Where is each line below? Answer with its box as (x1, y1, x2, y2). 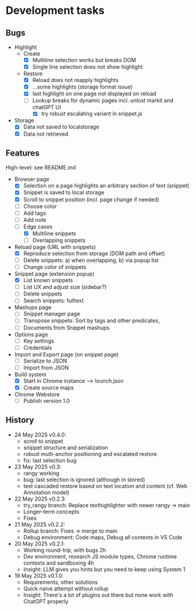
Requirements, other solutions (23, 578, 98, 586)
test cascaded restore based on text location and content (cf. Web (23, 482, 188, 489)
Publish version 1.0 (23, 397, 70, 404)
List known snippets (23, 277, 73, 284)
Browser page (14, 176, 49, 183)
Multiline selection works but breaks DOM (32, 57, 136, 63)
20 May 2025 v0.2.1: (14, 540, 65, 547)
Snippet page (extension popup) (14, 270, 94, 277)
